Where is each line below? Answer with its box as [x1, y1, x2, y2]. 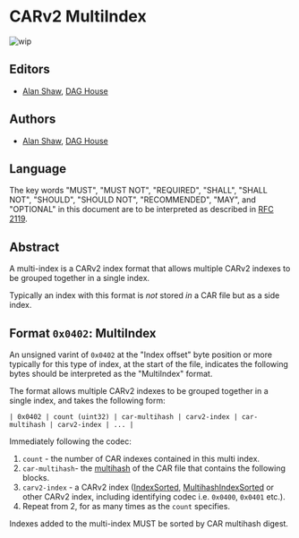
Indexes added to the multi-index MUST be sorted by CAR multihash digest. [9, 518, 289, 529]
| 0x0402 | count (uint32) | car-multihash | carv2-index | [9, 413, 239, 422]
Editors [9, 62, 51, 77]
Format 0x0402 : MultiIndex [9, 325, 157, 341]
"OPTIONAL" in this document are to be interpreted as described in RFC [9, 204, 275, 215]
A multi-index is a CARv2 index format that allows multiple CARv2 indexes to [9, 263, 291, 274]
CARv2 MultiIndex [9, 6, 147, 27]
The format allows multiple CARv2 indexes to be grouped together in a [9, 386, 269, 396]
